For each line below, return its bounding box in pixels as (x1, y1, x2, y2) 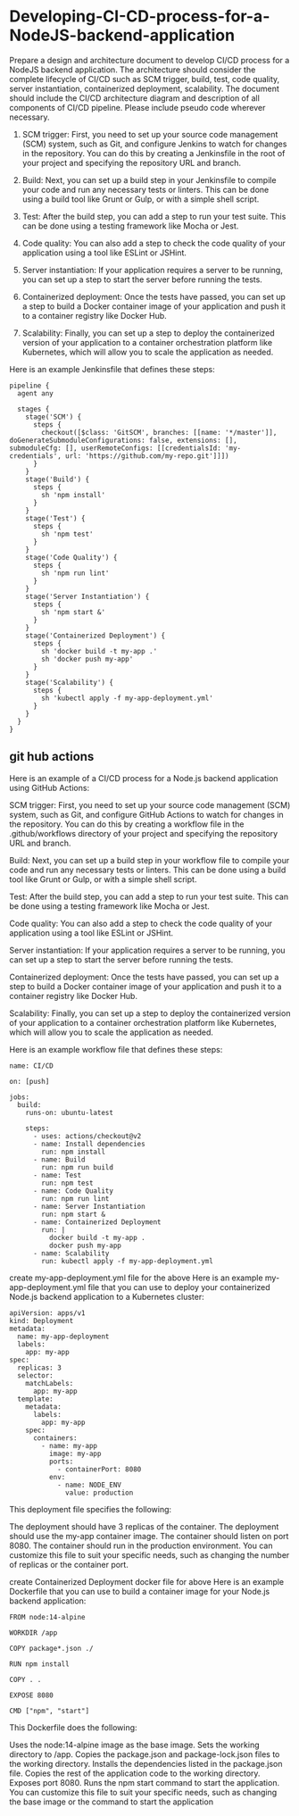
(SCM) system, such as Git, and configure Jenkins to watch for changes (21, 138, 287, 149)
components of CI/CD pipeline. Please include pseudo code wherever (9, 102, 266, 112)
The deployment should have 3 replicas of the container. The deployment (9, 1520, 279, 1532)
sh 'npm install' (41, 490, 105, 499)
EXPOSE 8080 (9, 1690, 54, 1700)
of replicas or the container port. (9, 1559, 129, 1570)
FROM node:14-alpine (9, 1612, 87, 1621)
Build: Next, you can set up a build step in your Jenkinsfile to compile (21, 174, 277, 185)
